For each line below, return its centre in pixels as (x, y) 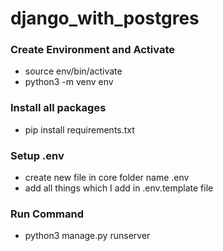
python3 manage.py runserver (87, 236)
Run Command (47, 214)
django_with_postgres (105, 18)
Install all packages (58, 108)
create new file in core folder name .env (107, 178)
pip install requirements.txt (79, 129)
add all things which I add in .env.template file (119, 188)
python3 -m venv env (69, 82)
